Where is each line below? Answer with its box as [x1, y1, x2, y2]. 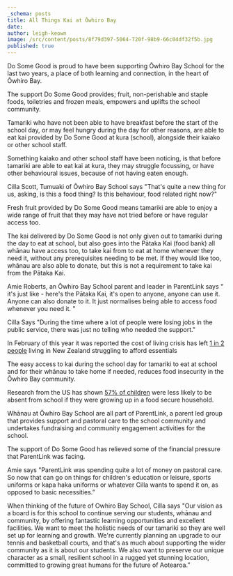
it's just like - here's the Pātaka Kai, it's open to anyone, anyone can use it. [7, 290, 220, 298]
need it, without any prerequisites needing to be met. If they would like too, [7, 254, 222, 262]
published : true [7, 43, 54, 50]
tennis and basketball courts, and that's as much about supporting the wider [7, 538, 226, 547]
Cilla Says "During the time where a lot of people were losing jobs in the [7, 318, 213, 326]
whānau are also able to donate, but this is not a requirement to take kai [7, 262, 212, 269]
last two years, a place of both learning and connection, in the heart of [7, 69, 209, 77]
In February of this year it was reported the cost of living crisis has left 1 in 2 [7, 339, 225, 347]
